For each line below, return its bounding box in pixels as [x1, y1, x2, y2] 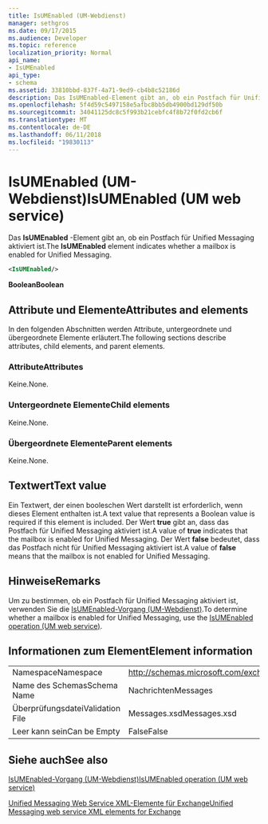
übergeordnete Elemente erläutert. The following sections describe [8, 333, 227, 342]
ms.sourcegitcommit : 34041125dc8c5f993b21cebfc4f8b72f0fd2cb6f [8, 109, 223, 117]
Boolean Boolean [8, 280, 65, 290]
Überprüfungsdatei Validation [12, 703, 121, 714]
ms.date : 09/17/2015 [8, 26, 77, 34]
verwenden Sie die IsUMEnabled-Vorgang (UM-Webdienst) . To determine [8, 604, 248, 614]
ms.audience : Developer [8, 34, 88, 42]
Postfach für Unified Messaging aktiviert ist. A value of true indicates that [8, 526, 248, 535]
